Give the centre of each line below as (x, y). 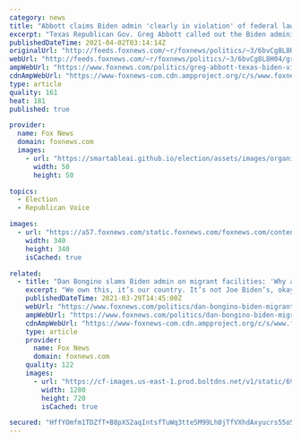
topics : (24, 191)
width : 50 (51, 166)
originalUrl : (34, 51)
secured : (26, 423)
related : (26, 274)
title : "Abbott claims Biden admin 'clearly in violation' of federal (144, 26)
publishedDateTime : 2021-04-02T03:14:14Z (88, 42)
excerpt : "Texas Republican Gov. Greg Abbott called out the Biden (138, 34)
